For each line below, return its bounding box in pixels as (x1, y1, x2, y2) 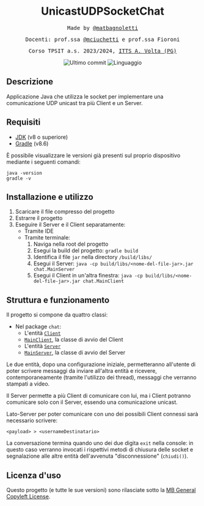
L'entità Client (24, 329, 61, 337)
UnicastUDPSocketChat (40, 4, 165, 18)
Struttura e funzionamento (6, 295, 110, 305)
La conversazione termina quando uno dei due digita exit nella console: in (6, 439, 194, 447)
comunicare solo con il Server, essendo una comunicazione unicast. (6, 398, 178, 406)
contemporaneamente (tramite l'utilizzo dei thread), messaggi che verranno (6, 374, 197, 381)
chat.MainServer (33, 266, 75, 273)
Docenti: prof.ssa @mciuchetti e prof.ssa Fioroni (25, 35, 180, 43)
